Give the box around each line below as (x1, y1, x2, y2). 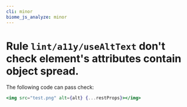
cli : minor (6, 8, 33, 15)
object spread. (6, 64, 79, 78)
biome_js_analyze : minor (6, 14, 67, 20)
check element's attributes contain (6, 52, 182, 65)
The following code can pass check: (6, 83, 94, 91)
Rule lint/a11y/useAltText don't (6, 39, 166, 53)
